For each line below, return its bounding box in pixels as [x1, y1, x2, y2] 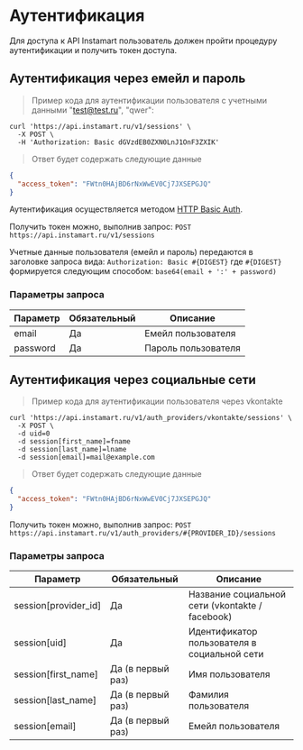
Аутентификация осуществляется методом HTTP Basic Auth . [9, 204, 243, 215]
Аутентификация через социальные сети [9, 372, 257, 388]
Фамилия [188, 689, 230, 701]
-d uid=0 [17, 429, 50, 438]
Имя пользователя [188, 668, 271, 681]
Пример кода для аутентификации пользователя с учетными [31, 95, 268, 105]
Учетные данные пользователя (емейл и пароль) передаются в [9, 247, 254, 258]
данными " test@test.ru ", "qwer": [31, 105, 155, 115]
